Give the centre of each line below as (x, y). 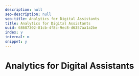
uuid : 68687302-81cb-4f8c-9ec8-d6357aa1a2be (51, 28)
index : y (14, 32)
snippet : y (16, 42)
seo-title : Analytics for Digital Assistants (52, 19)
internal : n (17, 37)
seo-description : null (28, 14)
